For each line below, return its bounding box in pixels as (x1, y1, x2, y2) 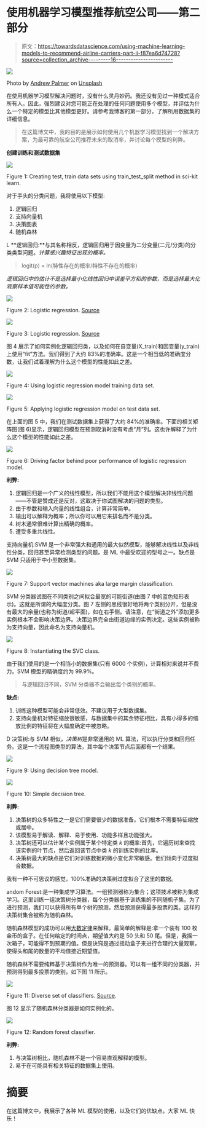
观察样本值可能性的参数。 (6, 282, 71, 290)
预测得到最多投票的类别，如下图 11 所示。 (6, 968, 111, 975)
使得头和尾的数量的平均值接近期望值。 (6, 947, 103, 955)
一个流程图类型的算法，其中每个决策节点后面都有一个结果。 (27, 743, 179, 750)
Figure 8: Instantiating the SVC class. (6, 647, 100, 655)
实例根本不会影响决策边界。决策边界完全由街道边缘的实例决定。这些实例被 (6, 615, 195, 623)
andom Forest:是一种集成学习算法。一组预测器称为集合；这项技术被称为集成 (6, 888, 199, 895)
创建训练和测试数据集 (6, 149, 60, 156)
